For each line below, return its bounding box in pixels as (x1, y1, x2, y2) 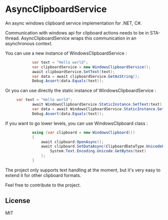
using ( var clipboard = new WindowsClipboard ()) (31, 130, 135, 135)
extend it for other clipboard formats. (5, 172, 81, 178)
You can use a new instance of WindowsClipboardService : (5, 50, 127, 56)
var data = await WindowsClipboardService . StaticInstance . (31, 107, 157, 112)
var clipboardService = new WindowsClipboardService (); (31, 64, 151, 70)
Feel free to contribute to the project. (5, 182, 81, 188)
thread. (5, 35, 20, 41)
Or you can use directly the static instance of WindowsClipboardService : (5, 88, 156, 94)
